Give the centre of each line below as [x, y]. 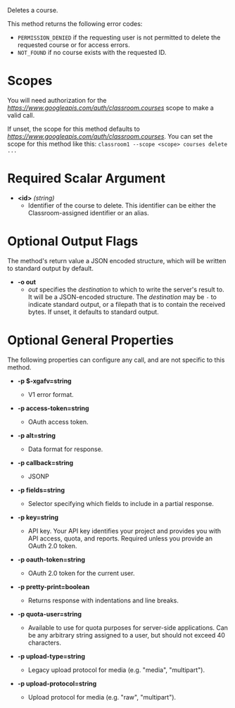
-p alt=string [37, 435]
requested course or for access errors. [74, 45]
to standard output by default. [50, 268]
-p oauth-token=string [51, 560]
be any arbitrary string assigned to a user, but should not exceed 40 [126, 635]
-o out [27, 282]
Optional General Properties [90, 340]
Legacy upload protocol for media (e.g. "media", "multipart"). [116, 670]
